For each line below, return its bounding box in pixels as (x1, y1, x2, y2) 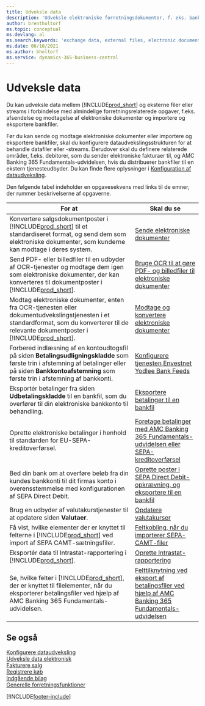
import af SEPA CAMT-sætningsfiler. (9, 539, 115, 547)
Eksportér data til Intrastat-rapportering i (9, 548, 127, 557)
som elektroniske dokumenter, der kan (9, 270, 120, 279)
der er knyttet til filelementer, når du (9, 581, 112, 590)
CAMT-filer (135, 539, 168, 547)
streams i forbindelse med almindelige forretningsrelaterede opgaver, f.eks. (6, 108, 196, 115)
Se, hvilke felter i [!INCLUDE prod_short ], (9, 573, 124, 582)
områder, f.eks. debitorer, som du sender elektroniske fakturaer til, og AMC (6, 152, 195, 159)
